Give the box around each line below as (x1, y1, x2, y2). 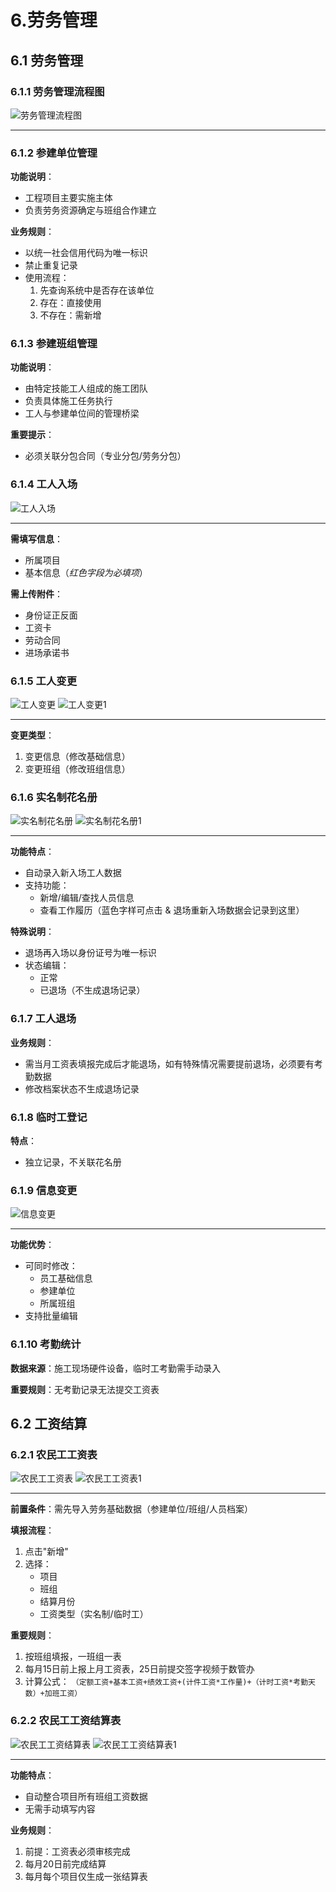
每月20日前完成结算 (24, 1857, 107, 1870)
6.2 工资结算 (10, 1415, 88, 1432)
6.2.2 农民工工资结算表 (10, 1714, 122, 1728)
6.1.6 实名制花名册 (10, 790, 98, 804)
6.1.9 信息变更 (10, 1183, 78, 1197)
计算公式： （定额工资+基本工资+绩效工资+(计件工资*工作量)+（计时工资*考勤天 (24, 1676, 316, 1688)
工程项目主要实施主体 (24, 192, 113, 204)
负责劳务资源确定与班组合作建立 (24, 204, 157, 216)
